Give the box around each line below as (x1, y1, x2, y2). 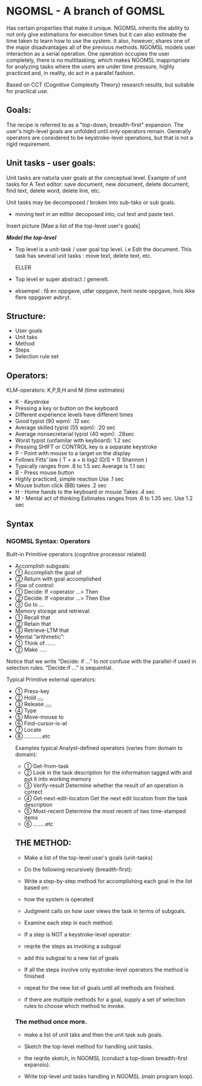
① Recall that (15, 613, 51, 621)
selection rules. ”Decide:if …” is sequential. (6, 664, 113, 671)
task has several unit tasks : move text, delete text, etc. (15, 252, 152, 259)
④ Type (15, 706, 37, 714)
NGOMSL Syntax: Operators (6, 537, 91, 545)
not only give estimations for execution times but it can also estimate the (6, 30, 187, 38)
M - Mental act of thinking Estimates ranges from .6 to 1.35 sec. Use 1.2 (15, 495, 194, 502)
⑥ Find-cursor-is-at (15, 719, 68, 727)
